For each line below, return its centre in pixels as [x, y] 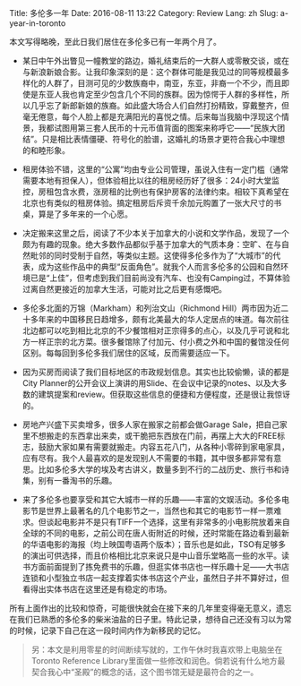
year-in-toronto [38, 23]
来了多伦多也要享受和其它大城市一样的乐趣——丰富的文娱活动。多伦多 [152, 499]
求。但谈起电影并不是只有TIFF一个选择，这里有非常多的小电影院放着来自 [156, 522]
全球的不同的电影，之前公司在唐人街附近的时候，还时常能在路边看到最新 [155, 533]
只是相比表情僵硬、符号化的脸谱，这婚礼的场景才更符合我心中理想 [163, 139]
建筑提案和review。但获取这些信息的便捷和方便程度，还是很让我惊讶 [164, 394]
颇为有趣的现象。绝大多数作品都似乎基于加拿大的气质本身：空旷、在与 [152, 244]
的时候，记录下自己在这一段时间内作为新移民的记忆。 [107, 630]
